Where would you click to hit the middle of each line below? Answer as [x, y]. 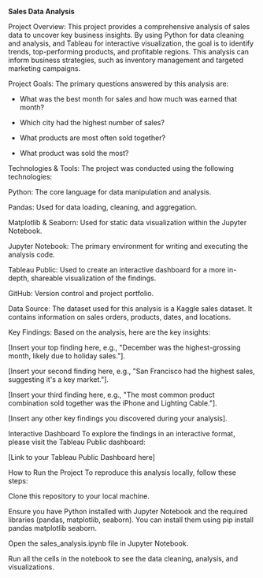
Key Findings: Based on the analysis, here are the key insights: [109, 332]
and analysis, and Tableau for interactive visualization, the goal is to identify [131, 43]
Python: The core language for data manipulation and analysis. [110, 192]
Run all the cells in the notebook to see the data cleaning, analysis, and [123, 559]
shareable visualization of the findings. [94, 278]
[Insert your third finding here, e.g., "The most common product [111, 395]
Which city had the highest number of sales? [92, 122]
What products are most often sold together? [93, 138]
